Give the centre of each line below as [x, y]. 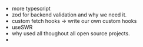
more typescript [31, 9]
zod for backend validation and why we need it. [69, 15]
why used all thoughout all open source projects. [71, 33]
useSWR [22, 27]
